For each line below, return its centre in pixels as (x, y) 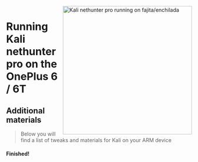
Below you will (38, 134)
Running (27, 27)
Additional (26, 111)
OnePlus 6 (32, 77)
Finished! (18, 153)
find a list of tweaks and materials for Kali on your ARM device (96, 140)
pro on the (32, 64)
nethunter (31, 52)
